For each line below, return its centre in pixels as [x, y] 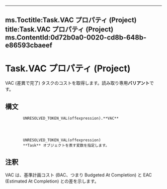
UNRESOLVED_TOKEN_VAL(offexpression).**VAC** [71, 118]
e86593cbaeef [29, 45]
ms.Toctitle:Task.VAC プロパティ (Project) [71, 20]
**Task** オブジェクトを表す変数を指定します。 [66, 146]
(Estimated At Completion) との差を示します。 [52, 181]
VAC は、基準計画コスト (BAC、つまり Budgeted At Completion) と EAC [79, 175]
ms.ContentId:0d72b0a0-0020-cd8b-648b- [76, 38]
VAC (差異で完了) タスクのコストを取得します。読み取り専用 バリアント [78, 83]
